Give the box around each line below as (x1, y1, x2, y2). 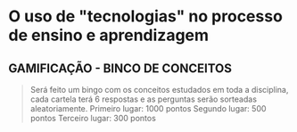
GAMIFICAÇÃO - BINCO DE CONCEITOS (8, 61, 233, 76)
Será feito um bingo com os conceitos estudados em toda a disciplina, (29, 85, 289, 95)
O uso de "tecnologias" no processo (8, 6, 283, 27)
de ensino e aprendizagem (8, 25, 210, 45)
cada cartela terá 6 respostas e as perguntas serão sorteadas (29, 94, 258, 104)
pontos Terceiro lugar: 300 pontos (29, 113, 157, 123)
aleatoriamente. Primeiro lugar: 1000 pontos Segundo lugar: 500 (29, 103, 267, 113)
